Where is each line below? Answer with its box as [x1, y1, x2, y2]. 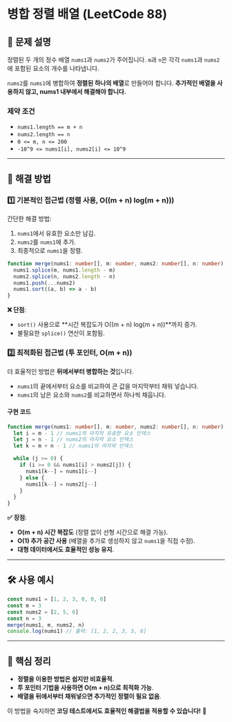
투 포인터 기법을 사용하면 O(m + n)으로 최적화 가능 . [17, 683, 154, 692]
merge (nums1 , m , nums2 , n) [7, 621, 85, 629]
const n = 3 [7, 615, 41, 622]
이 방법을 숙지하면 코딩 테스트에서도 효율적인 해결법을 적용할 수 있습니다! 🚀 [7, 707, 207, 715]
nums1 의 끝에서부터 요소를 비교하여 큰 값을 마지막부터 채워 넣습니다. [17, 381, 199, 390]
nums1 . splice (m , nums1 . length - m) [13, 267, 116, 274]
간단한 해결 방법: [7, 214, 52, 222]
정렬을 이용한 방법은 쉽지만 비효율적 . [17, 675, 115, 683]
